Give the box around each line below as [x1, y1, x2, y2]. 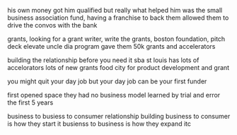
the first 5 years [7, 98, 54, 107]
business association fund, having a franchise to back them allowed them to [7, 13, 229, 22]
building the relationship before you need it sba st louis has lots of [7, 56, 200, 64]
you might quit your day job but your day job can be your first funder [7, 77, 207, 86]
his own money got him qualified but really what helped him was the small [7, 6, 223, 14]
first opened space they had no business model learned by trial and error [7, 91, 221, 99]
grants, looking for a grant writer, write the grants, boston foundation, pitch [7, 35, 226, 43]
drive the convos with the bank [7, 21, 98, 29]
